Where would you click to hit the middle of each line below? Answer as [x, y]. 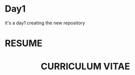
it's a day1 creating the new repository [45, 23]
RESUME [24, 43]
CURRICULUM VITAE [85, 67]
